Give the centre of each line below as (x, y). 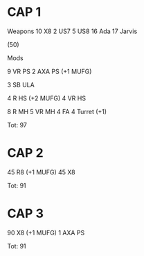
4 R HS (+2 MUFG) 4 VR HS (47, 98)
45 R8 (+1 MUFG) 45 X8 (41, 172)
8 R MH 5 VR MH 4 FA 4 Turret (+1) (57, 111)
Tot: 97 (17, 125)
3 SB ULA (21, 84)
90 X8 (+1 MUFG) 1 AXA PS (46, 232)
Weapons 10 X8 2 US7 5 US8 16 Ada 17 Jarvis (72, 31)
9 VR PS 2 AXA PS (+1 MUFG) (49, 71)
